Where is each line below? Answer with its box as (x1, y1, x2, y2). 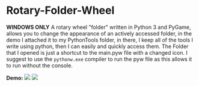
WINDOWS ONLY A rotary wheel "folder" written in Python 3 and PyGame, (6, 23, 191, 31)
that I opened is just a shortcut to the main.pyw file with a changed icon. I (6, 49, 188, 56)
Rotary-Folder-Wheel (6, 4, 115, 17)
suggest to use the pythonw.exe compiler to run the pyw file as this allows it (6, 55, 192, 63)
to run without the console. (6, 61, 73, 69)
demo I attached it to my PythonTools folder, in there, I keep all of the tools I (6, 36, 194, 43)
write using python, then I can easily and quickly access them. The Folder (6, 43, 189, 50)
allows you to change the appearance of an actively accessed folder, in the (6, 29, 192, 37)
